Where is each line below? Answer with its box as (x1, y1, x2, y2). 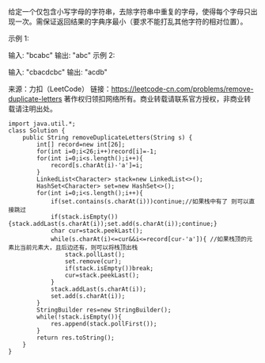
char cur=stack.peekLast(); (50, 227, 144, 235)
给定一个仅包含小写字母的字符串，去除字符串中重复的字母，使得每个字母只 (8, 7, 251, 16)
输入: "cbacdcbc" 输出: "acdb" (8, 67, 108, 77)
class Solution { (8, 127, 66, 135)
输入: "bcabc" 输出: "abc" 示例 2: (8, 51, 115, 59)
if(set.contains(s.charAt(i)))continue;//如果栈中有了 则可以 (50, 197, 249, 205)
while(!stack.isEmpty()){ (36, 313, 123, 321)
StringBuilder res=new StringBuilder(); (36, 306, 172, 314)
